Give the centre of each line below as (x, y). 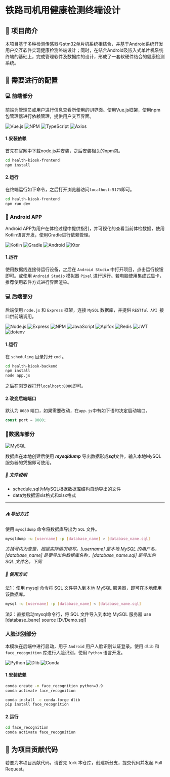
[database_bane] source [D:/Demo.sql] (46, 620)
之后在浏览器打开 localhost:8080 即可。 (46, 386)
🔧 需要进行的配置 (32, 80)
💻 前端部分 (19, 96)
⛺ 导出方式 (17, 514)
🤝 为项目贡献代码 (32, 749)
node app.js (18, 376)
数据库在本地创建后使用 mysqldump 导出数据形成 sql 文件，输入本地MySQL (83, 456)
